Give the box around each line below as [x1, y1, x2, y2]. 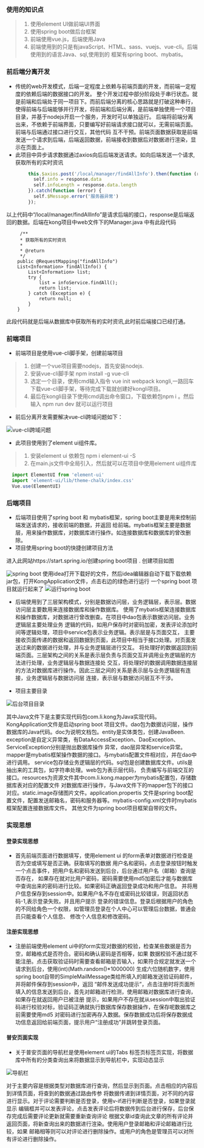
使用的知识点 [6, 5, 44, 13]
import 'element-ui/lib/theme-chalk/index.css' [12, 478, 135, 484]
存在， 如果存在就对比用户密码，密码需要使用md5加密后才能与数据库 [20, 875, 193, 882]
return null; [38, 295, 72, 302]
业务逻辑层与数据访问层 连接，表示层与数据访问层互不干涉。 [25, 674, 177, 682]
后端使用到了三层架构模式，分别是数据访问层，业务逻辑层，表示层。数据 [15, 598, 196, 606]
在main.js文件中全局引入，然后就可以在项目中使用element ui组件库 [30, 460, 197, 467]
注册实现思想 [6, 928, 38, 935]
